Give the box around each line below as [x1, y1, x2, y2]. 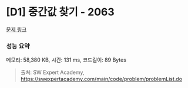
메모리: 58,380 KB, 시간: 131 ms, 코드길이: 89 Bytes [6, 56, 126, 63]
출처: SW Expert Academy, [20, 69, 85, 76]
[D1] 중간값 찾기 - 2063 [6, 5, 115, 19]
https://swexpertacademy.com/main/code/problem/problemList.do [20, 76, 183, 83]
